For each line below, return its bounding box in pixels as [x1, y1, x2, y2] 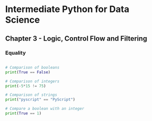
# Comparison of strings [5, 92, 57, 97]
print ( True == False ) [5, 69, 51, 75]
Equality [5, 49, 26, 56]
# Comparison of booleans [5, 65, 59, 70]
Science [5, 14, 40, 26]
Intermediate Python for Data [5, 4, 129, 15]
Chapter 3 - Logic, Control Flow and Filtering [5, 34, 147, 43]
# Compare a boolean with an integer [5, 106, 85, 111]
